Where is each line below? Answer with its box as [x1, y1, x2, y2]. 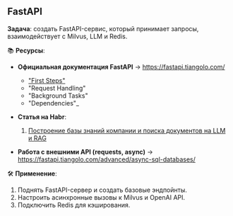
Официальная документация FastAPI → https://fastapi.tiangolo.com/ [17, 62, 225, 71]
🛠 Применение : [7, 169, 58, 178]
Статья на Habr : [17, 113, 67, 121]
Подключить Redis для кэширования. [17, 200, 131, 209]
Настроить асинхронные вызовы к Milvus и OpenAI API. [17, 193, 186, 201]
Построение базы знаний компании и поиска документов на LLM [28, 126, 226, 135]
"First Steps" [28, 76, 66, 84]
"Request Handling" [28, 84, 86, 92]
